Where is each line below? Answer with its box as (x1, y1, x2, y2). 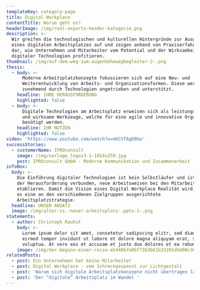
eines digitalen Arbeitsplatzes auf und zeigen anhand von (11, 42, 161, 48)
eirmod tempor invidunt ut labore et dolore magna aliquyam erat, (21, 236, 190, 242)
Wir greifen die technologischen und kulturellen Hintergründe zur (11, 36, 183, 42)
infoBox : (6, 164, 28, 170)
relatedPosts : (6, 252, 42, 258)
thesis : (6, 64, 26, 70)
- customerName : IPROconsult (11, 147, 84, 153)
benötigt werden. (21, 120, 65, 126)
